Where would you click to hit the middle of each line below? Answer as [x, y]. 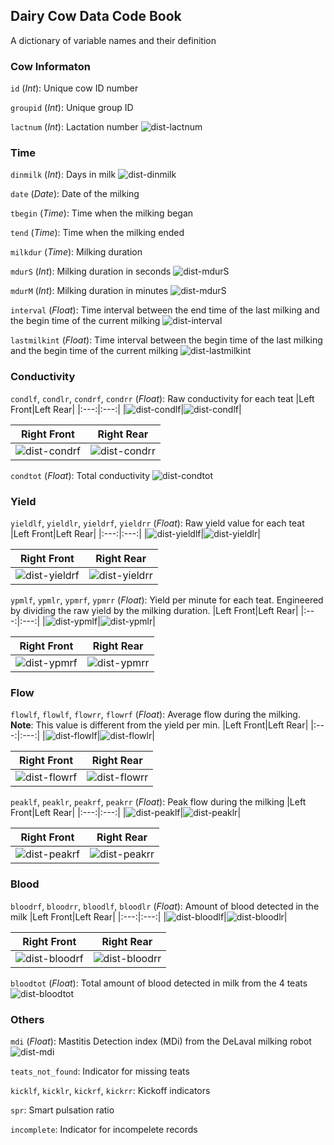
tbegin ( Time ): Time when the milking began [102, 213]
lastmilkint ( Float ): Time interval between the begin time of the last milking [166, 340]
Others [27, 1019]
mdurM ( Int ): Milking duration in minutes [89, 291]
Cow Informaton [50, 66]
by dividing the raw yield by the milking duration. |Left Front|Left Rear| [154, 610]
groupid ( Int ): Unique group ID [72, 108]
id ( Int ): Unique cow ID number [74, 88]
